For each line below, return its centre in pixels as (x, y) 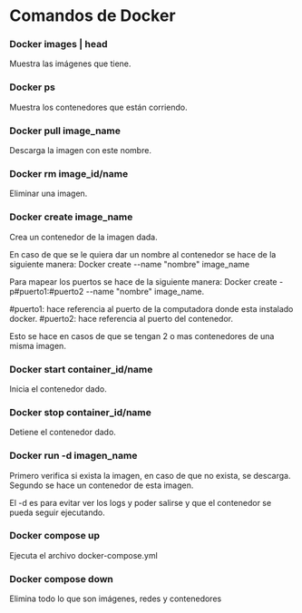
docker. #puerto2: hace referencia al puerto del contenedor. (122, 318)
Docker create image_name (71, 217)
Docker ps (33, 87)
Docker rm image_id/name (69, 174)
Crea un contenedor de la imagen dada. (83, 237)
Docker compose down (61, 579)
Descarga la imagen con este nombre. (81, 151)
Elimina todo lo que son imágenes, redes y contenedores (116, 598)
